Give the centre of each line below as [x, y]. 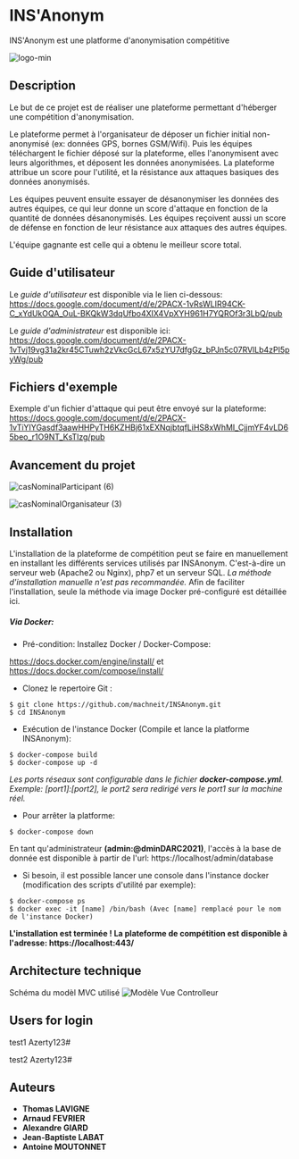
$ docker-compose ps [48, 901]
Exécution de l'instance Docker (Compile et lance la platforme [136, 728]
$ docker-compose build [54, 755]
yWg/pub [26, 359]
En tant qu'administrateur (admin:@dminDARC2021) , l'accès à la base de [145, 848]
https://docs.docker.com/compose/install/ [87, 670]
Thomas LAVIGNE [56, 1109]
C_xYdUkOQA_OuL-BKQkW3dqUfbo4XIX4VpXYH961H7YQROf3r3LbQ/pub [146, 313]
